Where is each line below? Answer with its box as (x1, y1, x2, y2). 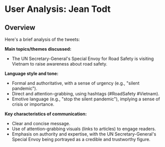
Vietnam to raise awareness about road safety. (11, 61, 108, 67)
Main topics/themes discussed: (4, 46, 72, 52)
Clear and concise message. (11, 121, 71, 126)
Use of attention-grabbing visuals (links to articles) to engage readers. (11, 126, 156, 132)
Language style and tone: (4, 71, 59, 76)
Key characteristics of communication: (4, 111, 87, 117)
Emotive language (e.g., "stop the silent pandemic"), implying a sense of (11, 96, 160, 102)
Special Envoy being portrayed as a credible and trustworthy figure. (11, 137, 151, 142)
